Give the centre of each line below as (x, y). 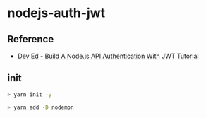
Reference (31, 39)
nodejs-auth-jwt (56, 13)
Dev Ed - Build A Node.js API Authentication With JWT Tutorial (108, 56)
